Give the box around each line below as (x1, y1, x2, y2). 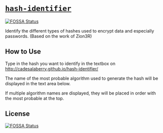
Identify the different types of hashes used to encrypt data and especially (5, 28, 154, 33)
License (5, 110, 30, 118)
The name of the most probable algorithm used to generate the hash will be (5, 75, 159, 81)
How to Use (5, 47, 41, 56)
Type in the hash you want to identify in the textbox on (5, 61, 116, 66)
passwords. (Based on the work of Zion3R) (5, 33, 92, 39)
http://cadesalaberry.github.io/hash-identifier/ (5, 66, 98, 71)
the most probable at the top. (5, 95, 64, 101)
